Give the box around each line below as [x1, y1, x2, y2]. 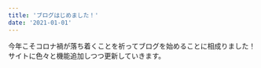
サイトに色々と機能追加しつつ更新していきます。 [8, 51, 166, 60]
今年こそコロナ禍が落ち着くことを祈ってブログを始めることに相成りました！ [8, 41, 256, 51]
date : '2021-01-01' [8, 19, 72, 27]
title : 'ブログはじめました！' [8, 11, 99, 20]
